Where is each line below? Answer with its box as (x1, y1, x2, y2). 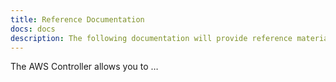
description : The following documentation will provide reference (10, 33, 293, 43)
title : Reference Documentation (10, 14, 145, 25)
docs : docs (10, 24, 56, 34)
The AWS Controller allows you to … (10, 61, 159, 73)
